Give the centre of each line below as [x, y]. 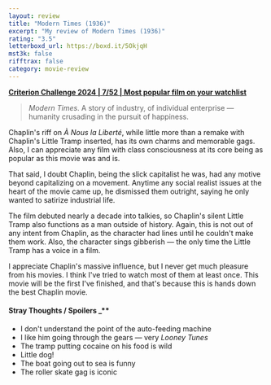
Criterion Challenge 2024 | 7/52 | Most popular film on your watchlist [127, 92]
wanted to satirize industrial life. [62, 199]
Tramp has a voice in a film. [55, 250]
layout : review [34, 16]
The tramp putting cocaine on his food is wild [96, 346]
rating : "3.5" [33, 39]
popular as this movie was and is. [64, 158]
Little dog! [37, 354]
